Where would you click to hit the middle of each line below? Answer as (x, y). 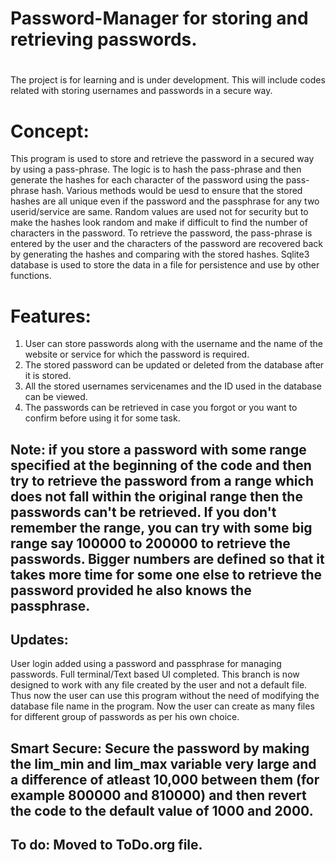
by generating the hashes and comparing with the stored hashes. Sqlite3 (160, 254)
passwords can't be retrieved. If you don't (143, 512)
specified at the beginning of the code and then (161, 465)
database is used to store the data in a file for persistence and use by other (165, 265)
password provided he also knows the (131, 590)
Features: (51, 316)
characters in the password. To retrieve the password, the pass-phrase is (161, 233)
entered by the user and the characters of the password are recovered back (166, 244)
